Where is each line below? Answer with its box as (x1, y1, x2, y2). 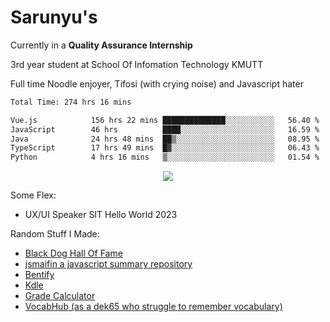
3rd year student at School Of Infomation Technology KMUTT (10, 58, 264, 70)
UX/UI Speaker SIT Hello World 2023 (24, 209, 178, 221)
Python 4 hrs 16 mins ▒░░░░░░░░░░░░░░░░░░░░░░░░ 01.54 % (10, 152, 320, 163)
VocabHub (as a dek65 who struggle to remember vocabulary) (24, 301, 283, 313)
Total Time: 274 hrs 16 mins (10, 97, 132, 107)
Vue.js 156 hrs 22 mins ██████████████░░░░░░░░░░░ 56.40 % (10, 115, 320, 125)
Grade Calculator (24, 290, 96, 302)
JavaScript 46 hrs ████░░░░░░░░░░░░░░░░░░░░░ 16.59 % (10, 124, 320, 135)
